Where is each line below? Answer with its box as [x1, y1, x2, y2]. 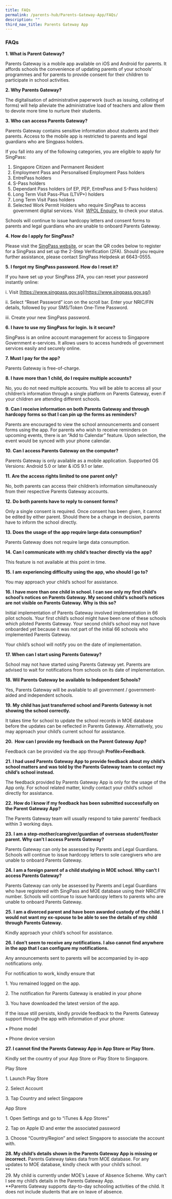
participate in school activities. [5, 77, 70, 83]
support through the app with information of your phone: [5, 1015, 125, 1022]
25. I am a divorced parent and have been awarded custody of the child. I [5, 908, 164, 915]
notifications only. [5, 960, 43, 966]
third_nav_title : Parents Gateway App [5, 22, 88, 27]
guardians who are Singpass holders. [5, 138, 84, 144]
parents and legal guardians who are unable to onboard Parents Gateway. [5, 223, 161, 229]
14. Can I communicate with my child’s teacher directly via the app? [5, 549, 152, 555]
